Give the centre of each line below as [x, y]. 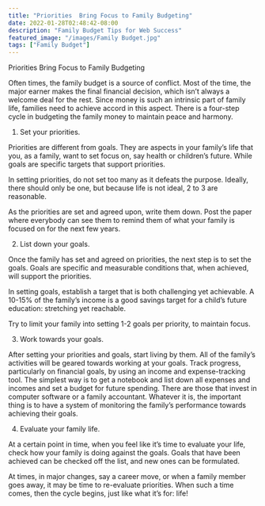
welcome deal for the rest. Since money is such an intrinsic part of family [127, 100]
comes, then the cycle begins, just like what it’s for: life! [98, 493]
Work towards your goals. [62, 339]
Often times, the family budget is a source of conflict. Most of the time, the [130, 83]
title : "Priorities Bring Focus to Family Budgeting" [100, 15]
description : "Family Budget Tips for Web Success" [95, 30]
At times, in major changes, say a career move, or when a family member [127, 477]
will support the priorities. [50, 276]
